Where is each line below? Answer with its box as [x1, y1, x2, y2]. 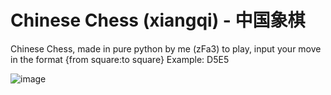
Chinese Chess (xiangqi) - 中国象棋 [10, 9, 306, 32]
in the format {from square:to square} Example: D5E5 [10, 53, 230, 65]
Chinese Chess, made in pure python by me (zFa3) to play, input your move [10, 42, 322, 55]
